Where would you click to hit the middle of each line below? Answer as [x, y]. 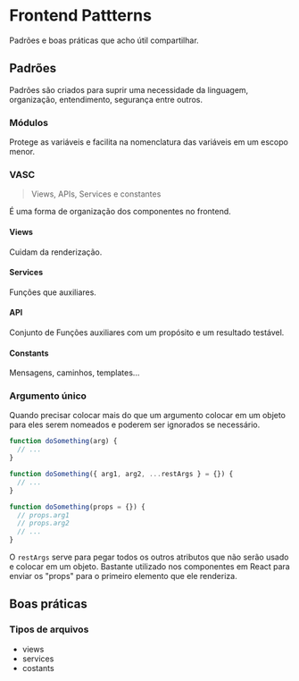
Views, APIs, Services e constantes [96, 194]
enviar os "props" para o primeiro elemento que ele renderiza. [124, 576]
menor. [22, 152]
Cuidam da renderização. [56, 252]
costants [38, 668]
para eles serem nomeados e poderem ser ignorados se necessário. [135, 425]
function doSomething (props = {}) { [77, 507]
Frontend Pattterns [80, 16]
